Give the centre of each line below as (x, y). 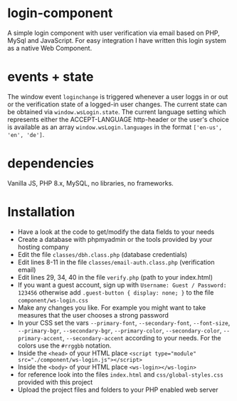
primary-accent (40, 338)
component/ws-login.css (53, 300)
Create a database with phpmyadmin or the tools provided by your (115, 239)
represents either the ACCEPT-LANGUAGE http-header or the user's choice (118, 119)
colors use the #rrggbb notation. (64, 345)
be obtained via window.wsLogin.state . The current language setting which (117, 111)
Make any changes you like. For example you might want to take (112, 308)
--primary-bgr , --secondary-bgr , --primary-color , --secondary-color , (120, 330)
